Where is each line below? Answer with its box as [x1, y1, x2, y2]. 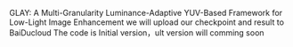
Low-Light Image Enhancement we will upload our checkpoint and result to [9, 17, 285, 27]
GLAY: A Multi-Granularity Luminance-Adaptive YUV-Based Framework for [9, 8, 283, 18]
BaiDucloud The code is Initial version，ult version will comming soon [9, 27, 265, 38]
